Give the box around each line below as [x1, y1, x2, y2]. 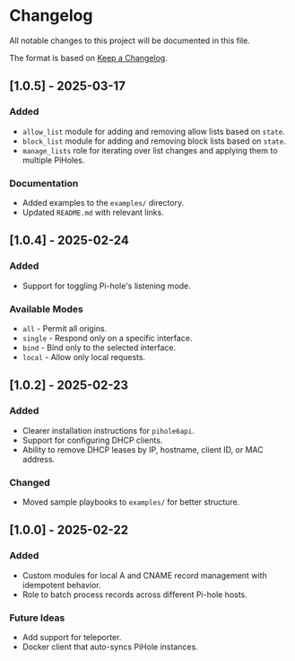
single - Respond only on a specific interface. [22, 332, 193, 343]
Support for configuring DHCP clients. [22, 435, 163, 445]
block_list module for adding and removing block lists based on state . [22, 136, 287, 146]
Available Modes [9, 303, 83, 315]
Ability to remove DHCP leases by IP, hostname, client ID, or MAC [22, 444, 264, 454]
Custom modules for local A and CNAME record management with [22, 569, 267, 580]
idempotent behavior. [22, 579, 101, 590]
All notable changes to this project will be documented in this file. [9, 35, 251, 46]
